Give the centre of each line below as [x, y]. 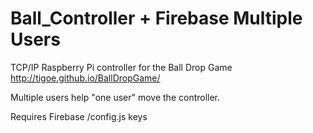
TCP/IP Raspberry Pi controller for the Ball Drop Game [121, 67]
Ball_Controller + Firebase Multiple [156, 18]
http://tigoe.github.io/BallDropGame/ [85, 78]
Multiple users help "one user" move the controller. [115, 97]
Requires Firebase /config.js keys [79, 116]
